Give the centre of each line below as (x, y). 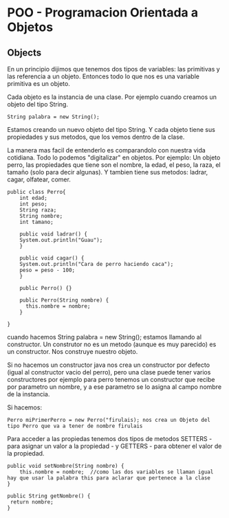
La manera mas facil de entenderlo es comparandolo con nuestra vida (107, 150)
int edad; (34, 198)
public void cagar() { (52, 258)
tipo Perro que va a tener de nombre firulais (75, 426)
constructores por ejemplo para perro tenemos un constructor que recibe (111, 380)
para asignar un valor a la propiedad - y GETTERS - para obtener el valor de (115, 446)
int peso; (34, 204)
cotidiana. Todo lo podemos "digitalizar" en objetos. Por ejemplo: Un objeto (114, 157)
